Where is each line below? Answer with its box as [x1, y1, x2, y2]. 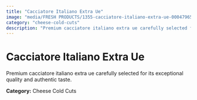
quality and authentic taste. [6, 76, 72, 83]
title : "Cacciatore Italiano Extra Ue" [6, 8, 104, 15]
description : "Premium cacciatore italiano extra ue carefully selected [6, 25, 188, 31]
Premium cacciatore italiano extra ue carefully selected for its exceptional [6, 70, 184, 77]
